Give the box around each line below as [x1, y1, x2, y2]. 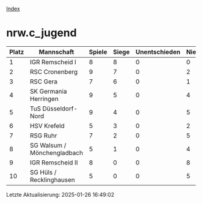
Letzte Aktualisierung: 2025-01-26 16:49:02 [6, 191, 114, 198]
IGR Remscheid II [29, 158, 78, 167]
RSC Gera [29, 77, 58, 86]
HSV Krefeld [29, 121, 65, 130]
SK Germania [29, 87, 67, 95]
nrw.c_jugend [6, 26, 77, 40]
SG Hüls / [29, 168, 57, 176]
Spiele [88, 47, 108, 56]
